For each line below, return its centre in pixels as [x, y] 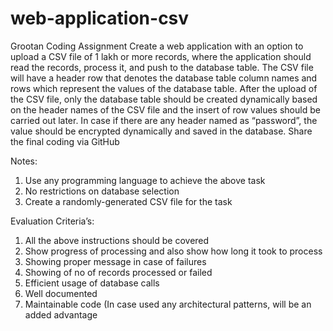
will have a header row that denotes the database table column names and [164, 78]
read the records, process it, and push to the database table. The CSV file [162, 67]
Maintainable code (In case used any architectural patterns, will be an [168, 304]
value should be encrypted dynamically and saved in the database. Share [161, 131]
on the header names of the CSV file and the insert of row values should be [165, 109]
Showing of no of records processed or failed [118, 272]
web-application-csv [100, 18]
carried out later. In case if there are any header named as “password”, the [164, 120]
